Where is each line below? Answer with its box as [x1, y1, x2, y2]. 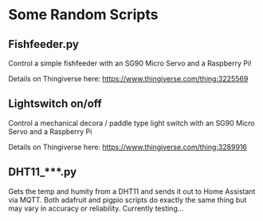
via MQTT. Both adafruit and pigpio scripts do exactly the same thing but [8, 195, 247, 204]
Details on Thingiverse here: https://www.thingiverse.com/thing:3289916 [8, 142, 248, 152]
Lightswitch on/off [8, 97, 102, 111]
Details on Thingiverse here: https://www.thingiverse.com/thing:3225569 [8, 74, 249, 83]
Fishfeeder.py [8, 37, 80, 51]
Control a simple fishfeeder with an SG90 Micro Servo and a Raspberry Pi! [8, 58, 253, 68]
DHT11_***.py [8, 165, 77, 179]
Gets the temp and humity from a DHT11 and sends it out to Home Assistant [8, 186, 256, 196]
